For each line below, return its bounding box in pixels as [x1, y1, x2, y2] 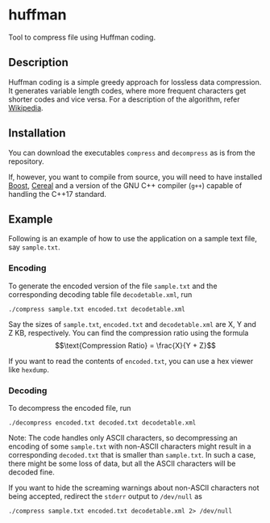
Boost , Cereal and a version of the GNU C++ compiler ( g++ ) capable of [8, 180, 243, 190]
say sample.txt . [8, 242, 60, 252]
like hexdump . [8, 365, 50, 374]
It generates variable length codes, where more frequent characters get [8, 86, 247, 95]
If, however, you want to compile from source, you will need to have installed [8, 172, 263, 182]
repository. [8, 156, 44, 166]
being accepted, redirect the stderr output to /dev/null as [8, 491, 203, 501]
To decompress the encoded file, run [8, 403, 131, 412]
